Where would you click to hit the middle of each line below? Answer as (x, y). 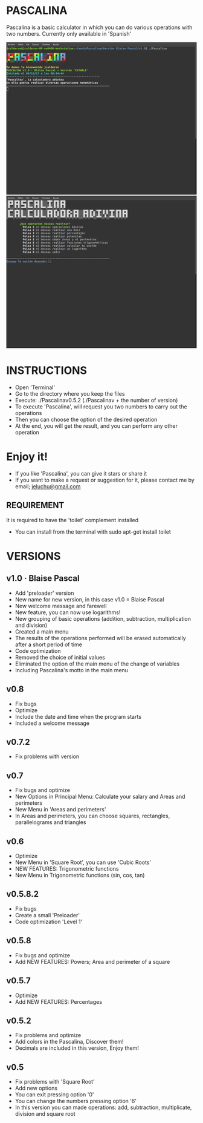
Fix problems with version (47, 756)
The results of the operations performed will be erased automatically (100, 638)
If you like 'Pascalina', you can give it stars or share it (81, 473)
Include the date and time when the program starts (78, 716)
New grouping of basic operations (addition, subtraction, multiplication (103, 618)
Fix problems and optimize (48, 1035)
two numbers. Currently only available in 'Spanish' (69, 33)
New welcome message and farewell (61, 606)
